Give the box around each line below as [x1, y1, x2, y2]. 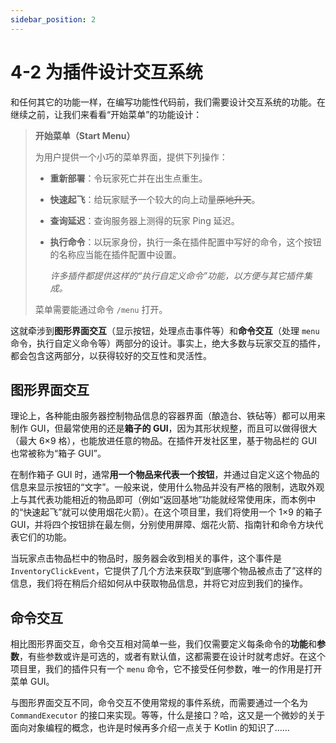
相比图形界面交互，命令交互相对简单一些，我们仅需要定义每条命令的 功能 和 [10, 638, 317, 650]
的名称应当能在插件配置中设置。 [49, 248, 182, 260]
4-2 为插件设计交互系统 [10, 61, 203, 83]
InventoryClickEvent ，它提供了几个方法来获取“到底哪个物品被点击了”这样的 [10, 565, 323, 577]
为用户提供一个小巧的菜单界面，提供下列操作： [34, 151, 228, 163]
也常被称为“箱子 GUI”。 [10, 447, 107, 460]
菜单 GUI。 [10, 676, 55, 688]
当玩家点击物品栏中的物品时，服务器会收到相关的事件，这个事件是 [10, 552, 282, 565]
